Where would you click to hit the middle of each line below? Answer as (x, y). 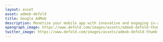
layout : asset (19, 9)
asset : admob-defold (26, 14)
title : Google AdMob (26, 18)
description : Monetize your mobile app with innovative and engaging (77, 23)
